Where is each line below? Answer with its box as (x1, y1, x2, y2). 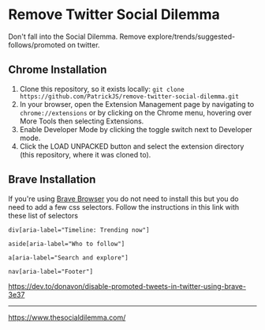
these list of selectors (8, 211, 79, 220)
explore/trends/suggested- (147, 32, 235, 41)
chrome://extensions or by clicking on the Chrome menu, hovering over (19, 108, 252, 117)
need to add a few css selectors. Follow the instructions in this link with (8, 202, 240, 211)
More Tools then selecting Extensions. (19, 116, 144, 126)
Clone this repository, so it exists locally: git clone (19, 84, 185, 93)
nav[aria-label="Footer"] (8, 267, 93, 275)
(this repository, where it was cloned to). (19, 150, 151, 159)
